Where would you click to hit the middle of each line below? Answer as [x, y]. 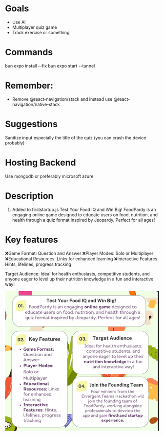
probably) [15, 143]
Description [29, 196]
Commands [29, 52]
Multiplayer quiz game [34, 27]
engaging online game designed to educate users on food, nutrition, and [85, 215]
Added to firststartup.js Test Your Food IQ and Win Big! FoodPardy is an [84, 209]
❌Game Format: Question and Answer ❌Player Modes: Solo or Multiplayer [79, 253]
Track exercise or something [41, 32]
